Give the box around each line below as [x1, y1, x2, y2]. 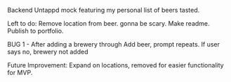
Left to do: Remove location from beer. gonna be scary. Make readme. [7, 19, 210, 27]
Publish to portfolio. [7, 27, 65, 35]
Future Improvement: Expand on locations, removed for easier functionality [7, 61, 224, 69]
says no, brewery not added [7, 48, 88, 56]
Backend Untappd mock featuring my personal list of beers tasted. [7, 6, 200, 14]
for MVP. [7, 69, 33, 76]
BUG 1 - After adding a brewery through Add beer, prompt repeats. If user [7, 40, 220, 48]
